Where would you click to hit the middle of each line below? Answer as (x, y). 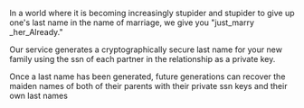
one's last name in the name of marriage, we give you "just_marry (132, 22)
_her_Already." (36, 32)
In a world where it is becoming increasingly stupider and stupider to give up (152, 13)
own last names (38, 95)
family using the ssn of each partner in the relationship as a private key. (142, 59)
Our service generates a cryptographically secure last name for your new (146, 49)
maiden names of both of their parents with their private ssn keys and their (148, 86)
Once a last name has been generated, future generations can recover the (147, 76)
